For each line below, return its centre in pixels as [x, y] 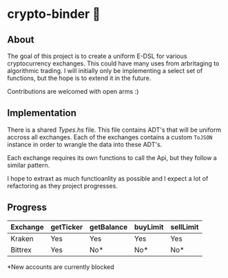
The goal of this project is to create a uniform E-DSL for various [97, 56]
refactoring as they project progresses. [63, 186]
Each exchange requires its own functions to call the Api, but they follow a [112, 157]
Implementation [42, 113]
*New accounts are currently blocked [61, 267]
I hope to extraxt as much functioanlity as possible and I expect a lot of [108, 178]
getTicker [67, 227]
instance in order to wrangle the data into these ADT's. [85, 144]
